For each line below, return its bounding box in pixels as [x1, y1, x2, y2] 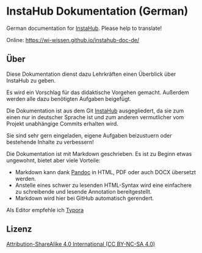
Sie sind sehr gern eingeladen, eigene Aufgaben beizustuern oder [6, 131, 172, 139]
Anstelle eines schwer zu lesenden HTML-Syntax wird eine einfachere [15, 182, 192, 189]
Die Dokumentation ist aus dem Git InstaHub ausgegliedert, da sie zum [6, 107, 184, 114]
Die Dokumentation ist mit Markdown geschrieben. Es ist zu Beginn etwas [6, 150, 192, 157]
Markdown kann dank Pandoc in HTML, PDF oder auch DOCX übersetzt [15, 168, 197, 175]
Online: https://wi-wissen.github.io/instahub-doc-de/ [6, 36, 139, 43]
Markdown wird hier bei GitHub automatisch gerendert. [15, 194, 154, 202]
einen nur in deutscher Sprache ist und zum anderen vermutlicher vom [6, 113, 184, 120]
